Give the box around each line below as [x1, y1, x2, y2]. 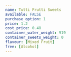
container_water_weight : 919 [5, 30, 66, 35]
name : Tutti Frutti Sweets [5, 7, 61, 12]
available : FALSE [5, 12, 41, 17]
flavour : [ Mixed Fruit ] [5, 40, 55, 45]
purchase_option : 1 [5, 16, 46, 21]
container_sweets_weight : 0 [5, 35, 64, 40]
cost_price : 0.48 [5, 26, 41, 31]
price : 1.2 [5, 21, 28, 26]
